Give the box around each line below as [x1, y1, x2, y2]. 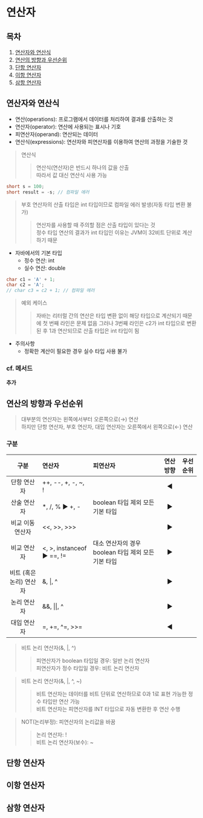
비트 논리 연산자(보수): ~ [36, 738, 94, 745]
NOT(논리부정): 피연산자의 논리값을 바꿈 [21, 718, 116, 725]
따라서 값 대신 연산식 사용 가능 [36, 171, 108, 178]
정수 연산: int [24, 256, 55, 264]
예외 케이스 [21, 299, 48, 307]
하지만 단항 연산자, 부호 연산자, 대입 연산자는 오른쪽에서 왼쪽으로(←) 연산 [21, 423, 193, 430]
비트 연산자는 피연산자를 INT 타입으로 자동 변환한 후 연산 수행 [36, 705, 181, 712]
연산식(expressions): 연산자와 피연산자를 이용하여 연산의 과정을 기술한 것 [14, 138, 188, 145]
